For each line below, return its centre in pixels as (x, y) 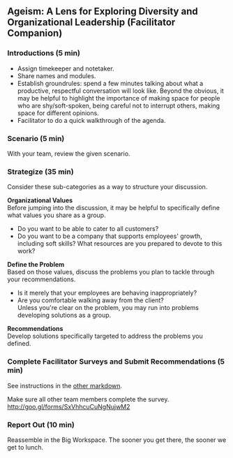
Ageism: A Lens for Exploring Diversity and (103, 12)
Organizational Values (40, 200)
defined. (19, 343)
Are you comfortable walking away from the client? (90, 300)
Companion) (35, 33)
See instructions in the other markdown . (65, 385)
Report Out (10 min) (41, 424)
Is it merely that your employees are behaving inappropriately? (107, 293)
